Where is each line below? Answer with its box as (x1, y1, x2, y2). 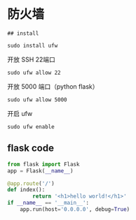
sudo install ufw (7, 42, 58, 49)
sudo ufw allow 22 (7, 69, 61, 76)
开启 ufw (7, 109, 33, 117)
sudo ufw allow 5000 (7, 96, 68, 103)
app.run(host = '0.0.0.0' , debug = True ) (20, 206, 130, 213)
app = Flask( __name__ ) (7, 167, 74, 175)
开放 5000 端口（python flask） (7, 82, 100, 91)
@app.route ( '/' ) (7, 179, 55, 187)
